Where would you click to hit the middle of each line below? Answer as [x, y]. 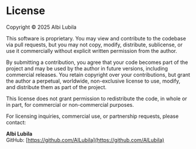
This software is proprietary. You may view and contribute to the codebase [96, 38]
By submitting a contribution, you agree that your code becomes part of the [97, 62]
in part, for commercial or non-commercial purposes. [70, 104]
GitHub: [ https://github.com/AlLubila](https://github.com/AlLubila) [85, 140]
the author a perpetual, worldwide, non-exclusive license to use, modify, [93, 81]
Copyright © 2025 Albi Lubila [42, 27]
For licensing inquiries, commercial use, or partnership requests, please [92, 116]
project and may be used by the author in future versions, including [87, 68]
